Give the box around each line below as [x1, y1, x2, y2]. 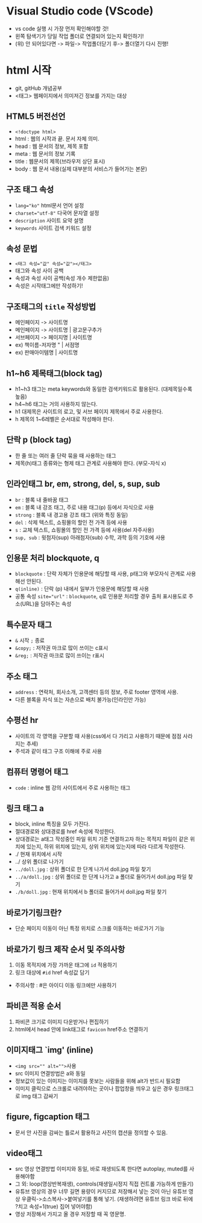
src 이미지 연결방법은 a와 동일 [14, 1069, 86, 1077]
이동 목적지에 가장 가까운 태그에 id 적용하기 [14, 961, 118, 969]
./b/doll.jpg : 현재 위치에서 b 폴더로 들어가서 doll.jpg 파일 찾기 [14, 888, 167, 896]
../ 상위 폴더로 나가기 [14, 858, 64, 865]
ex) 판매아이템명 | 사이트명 [14, 349, 78, 356]
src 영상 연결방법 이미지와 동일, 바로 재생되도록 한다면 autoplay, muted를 [14, 1165, 188, 1172]
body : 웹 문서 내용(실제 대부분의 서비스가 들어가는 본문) [14, 165, 148, 172]
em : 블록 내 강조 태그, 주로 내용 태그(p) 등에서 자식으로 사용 [14, 504, 154, 511]
